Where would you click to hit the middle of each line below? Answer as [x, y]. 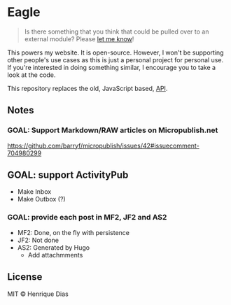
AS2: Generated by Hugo [54, 247]
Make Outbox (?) [41, 199]
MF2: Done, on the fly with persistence [73, 232]
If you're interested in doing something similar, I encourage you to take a [111, 67]
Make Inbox [34, 192]
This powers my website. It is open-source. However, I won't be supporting [115, 52]
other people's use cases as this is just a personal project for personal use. [115, 59]
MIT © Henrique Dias [38, 294]
